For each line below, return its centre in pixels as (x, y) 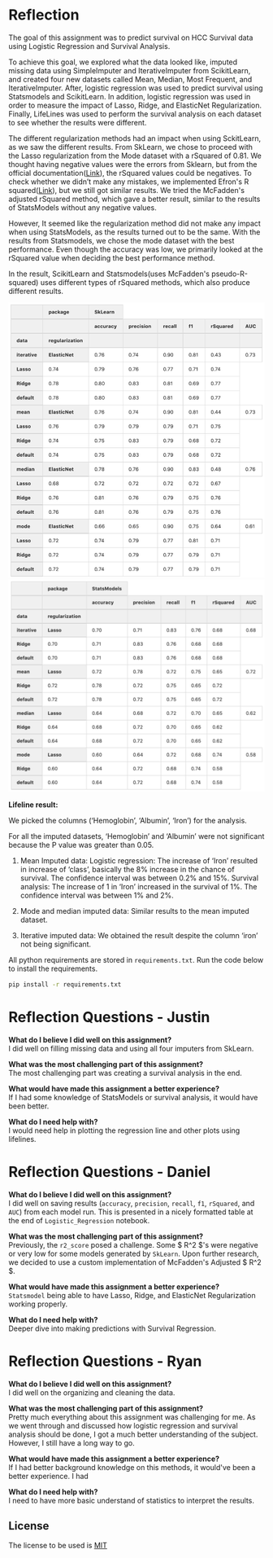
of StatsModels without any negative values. (82, 207)
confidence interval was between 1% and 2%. (97, 895)
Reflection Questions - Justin (109, 1017)
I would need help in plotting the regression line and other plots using (124, 1130)
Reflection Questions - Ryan (105, 1361)
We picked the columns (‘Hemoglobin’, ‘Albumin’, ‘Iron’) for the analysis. (128, 820)
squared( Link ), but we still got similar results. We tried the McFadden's (127, 190)
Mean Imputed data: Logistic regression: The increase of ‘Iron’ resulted (139, 860)
